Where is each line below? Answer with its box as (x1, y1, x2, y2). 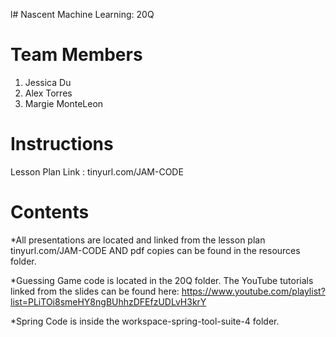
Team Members (10, 44, 143, 66)
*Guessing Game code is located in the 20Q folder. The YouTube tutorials (10, 274, 314, 286)
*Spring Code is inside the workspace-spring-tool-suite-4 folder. (10, 315, 280, 327)
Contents (10, 201, 90, 224)
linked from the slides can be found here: (10, 285, 180, 297)
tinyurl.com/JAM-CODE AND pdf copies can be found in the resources (10, 244, 301, 256)
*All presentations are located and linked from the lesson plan (10, 234, 266, 246)
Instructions (10, 133, 114, 156)
